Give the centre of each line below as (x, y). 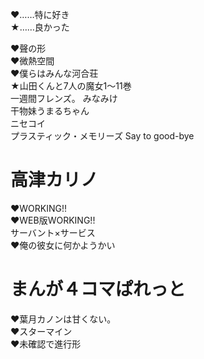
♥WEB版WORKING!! (53, 220)
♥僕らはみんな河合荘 (54, 73)
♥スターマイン (41, 331)
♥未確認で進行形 (46, 344)
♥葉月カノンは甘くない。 (63, 319)
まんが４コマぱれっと (98, 289)
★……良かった (40, 27)
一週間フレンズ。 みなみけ (64, 98)
